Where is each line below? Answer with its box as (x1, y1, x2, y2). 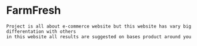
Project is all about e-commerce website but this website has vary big (6, 23, 192, 29)
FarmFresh (6, 4, 61, 17)
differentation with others (6, 28, 77, 35)
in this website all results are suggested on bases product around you (6, 33, 192, 39)
